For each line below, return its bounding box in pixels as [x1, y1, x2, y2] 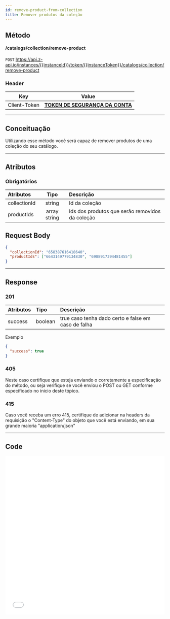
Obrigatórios [5, 178, 37, 185]
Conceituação [5, 124, 51, 133]
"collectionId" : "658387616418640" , [10, 249, 87, 254]
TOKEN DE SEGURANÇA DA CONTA [44, 102, 133, 109]
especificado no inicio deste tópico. [5, 387, 80, 394]
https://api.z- [15, 56, 43, 62]
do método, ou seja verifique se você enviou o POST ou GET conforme [5, 382, 153, 388]
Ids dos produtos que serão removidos [69, 208, 161, 215]
